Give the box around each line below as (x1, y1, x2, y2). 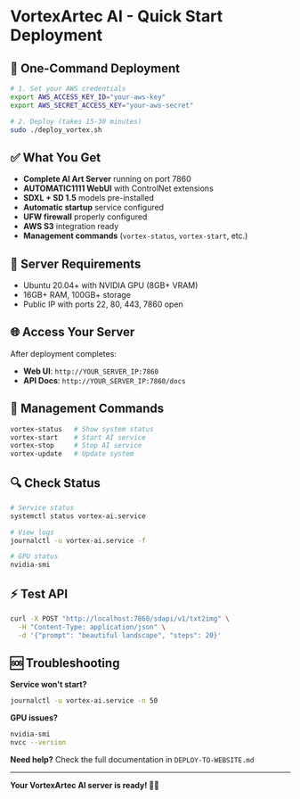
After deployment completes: (10, 348, 117, 358)
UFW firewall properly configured (22, 211, 148, 222)
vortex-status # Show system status (10, 424, 154, 433)
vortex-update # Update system (10, 449, 134, 458)
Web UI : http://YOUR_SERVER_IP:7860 (22, 366, 159, 376)
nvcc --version (10, 738, 67, 747)
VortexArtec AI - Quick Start (10, 6, 223, 27)
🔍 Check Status (10, 475, 101, 490)
